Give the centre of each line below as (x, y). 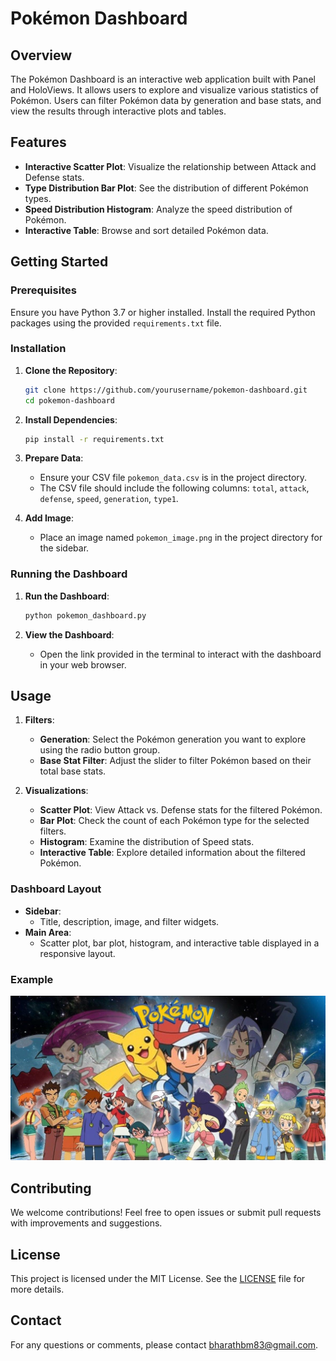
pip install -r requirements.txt (94, 439)
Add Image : (49, 518)
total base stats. (73, 771)
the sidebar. (64, 548)
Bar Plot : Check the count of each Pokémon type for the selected (174, 821)
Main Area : (48, 932)
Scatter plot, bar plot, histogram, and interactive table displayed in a (179, 943)
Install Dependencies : (71, 419)
